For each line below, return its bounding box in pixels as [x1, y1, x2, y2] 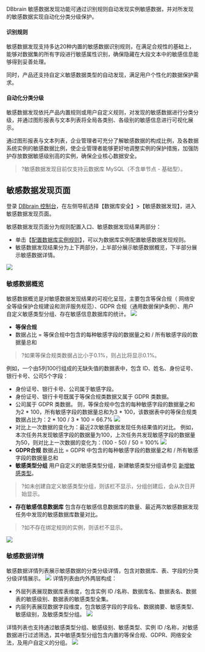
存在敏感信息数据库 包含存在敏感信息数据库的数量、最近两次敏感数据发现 [15, 503, 199, 510]
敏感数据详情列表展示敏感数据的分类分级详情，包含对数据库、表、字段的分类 [6, 567, 199, 574]
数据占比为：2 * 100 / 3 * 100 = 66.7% [15, 416, 113, 423]
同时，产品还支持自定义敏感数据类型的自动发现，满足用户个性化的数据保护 [6, 71, 193, 78]
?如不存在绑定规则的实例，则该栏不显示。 [21, 523, 126, 531]
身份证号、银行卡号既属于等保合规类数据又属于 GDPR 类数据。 [15, 392, 173, 400]
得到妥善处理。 [11, 58, 49, 66]
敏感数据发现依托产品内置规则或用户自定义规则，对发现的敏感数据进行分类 [6, 109, 193, 116]
